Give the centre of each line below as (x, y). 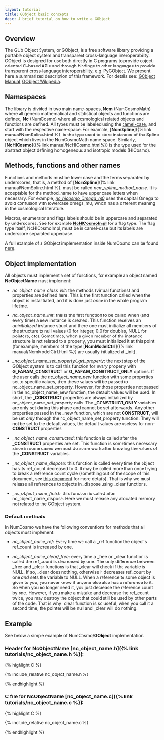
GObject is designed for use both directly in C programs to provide (72, 61)
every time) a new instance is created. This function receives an (76, 320)
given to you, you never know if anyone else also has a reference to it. (82, 582)
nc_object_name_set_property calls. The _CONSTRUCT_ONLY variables (84, 403)
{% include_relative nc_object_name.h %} (47, 674)
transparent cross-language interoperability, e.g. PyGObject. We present (78, 71)
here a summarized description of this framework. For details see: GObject (80, 76)
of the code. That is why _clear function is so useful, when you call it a (83, 603)
